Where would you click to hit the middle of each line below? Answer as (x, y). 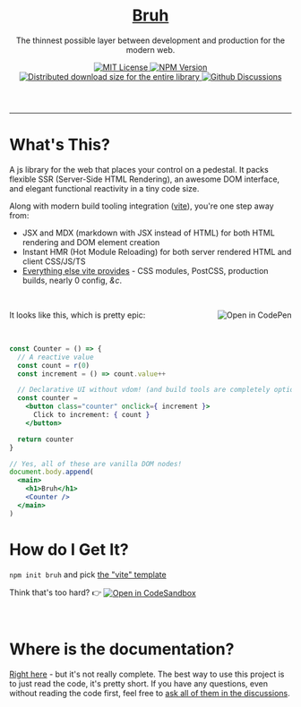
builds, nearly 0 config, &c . (72, 280)
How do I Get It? (69, 549)
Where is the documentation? (122, 649)
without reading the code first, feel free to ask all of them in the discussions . (150, 693)
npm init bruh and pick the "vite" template (88, 575)
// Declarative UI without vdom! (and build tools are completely (144, 390)
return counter (46, 439)
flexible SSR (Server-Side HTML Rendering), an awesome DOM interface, (145, 179)
